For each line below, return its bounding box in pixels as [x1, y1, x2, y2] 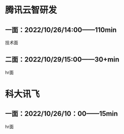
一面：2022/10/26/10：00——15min [5, 109, 118, 118]
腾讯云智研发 [5, 4, 58, 16]
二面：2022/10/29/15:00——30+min [5, 55, 120, 64]
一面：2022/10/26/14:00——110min [5, 26, 117, 34]
